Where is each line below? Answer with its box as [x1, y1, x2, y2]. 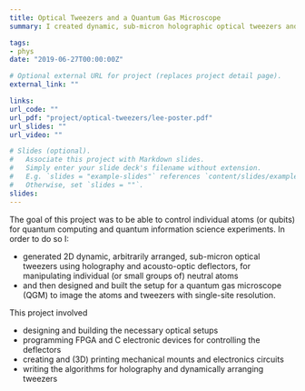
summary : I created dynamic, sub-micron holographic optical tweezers [9, 22, 282, 31]
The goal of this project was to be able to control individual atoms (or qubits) [9, 214, 296, 225]
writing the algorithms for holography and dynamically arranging [22, 363, 264, 374]
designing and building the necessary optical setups [22, 325, 219, 336]
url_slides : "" [9, 122, 67, 131]
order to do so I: [9, 233, 70, 244]
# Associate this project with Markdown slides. [9, 155, 205, 165]
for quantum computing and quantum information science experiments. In [9, 224, 286, 235]
